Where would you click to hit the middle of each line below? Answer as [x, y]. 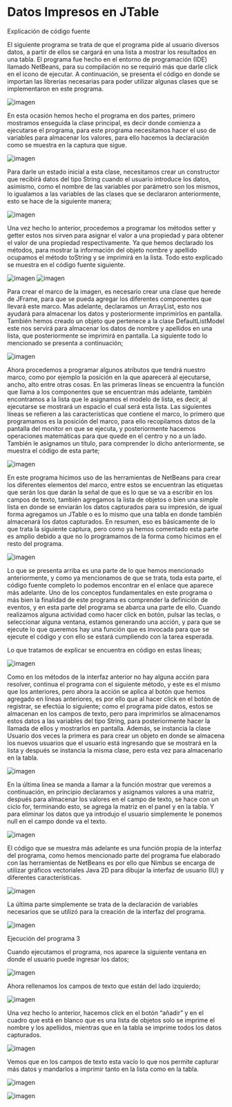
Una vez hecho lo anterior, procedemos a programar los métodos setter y [112, 228]
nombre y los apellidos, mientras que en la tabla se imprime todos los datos [115, 1027]
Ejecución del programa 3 [44, 938]
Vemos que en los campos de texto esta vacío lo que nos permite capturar [113, 1061]
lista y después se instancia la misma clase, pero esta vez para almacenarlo [115, 750]
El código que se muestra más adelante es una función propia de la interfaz [115, 848]
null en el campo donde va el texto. [57, 821]
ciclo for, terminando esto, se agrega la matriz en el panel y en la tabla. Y [111, 806]
